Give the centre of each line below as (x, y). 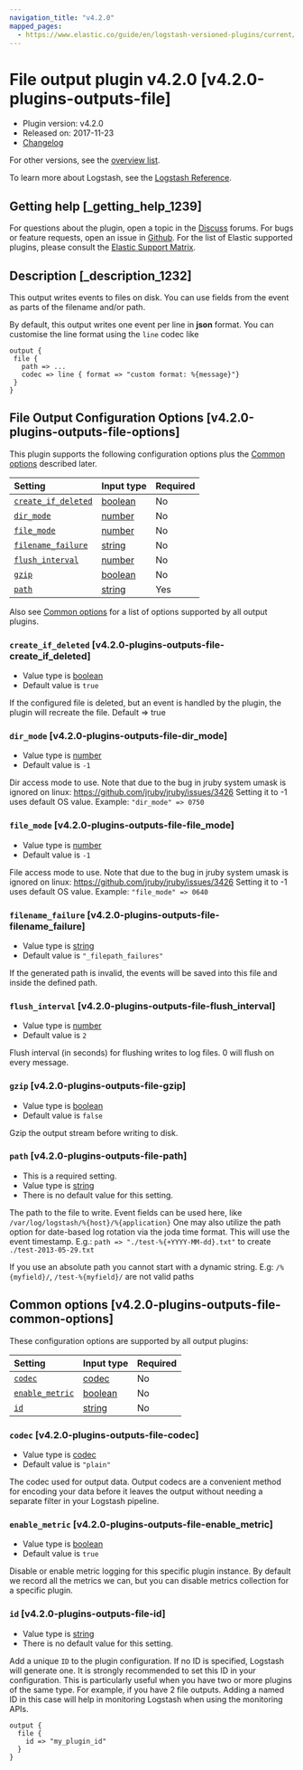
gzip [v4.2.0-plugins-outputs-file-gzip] (98, 1086)
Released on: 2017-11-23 (68, 133)
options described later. (53, 463)
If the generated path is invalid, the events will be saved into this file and (143, 972)
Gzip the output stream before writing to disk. (94, 1132)
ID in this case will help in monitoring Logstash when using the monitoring (146, 1699)
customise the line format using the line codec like (104, 334)
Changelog (43, 143)
